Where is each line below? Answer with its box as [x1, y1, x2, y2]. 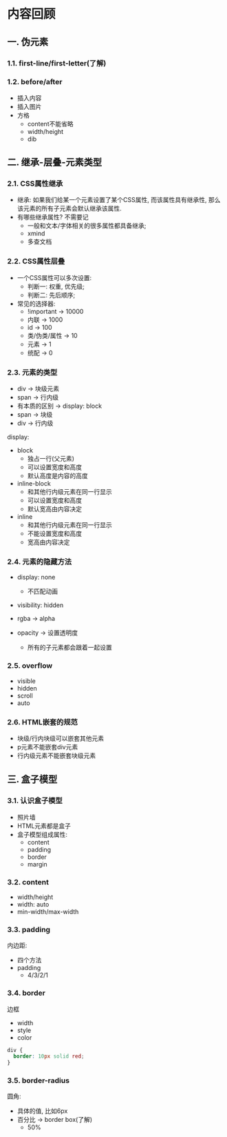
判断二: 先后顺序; [27, 290, 76, 299]
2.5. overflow [7, 661, 53, 671]
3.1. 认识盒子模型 [7, 796, 63, 806]
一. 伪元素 [7, 36, 49, 48]
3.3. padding [7, 925, 50, 934]
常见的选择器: [17, 299, 56, 308]
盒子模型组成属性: [17, 830, 67, 838]
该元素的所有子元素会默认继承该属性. [17, 204, 122, 212]
